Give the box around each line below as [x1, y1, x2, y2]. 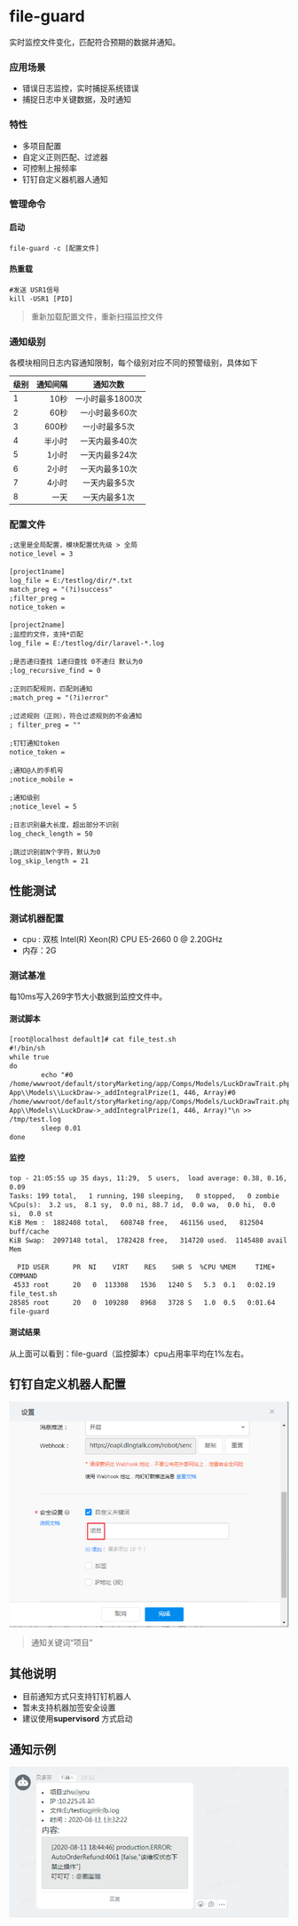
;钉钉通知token [9, 739, 60, 748]
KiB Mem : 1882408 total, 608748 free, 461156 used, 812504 [9, 1218, 264, 1227]
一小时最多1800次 [74, 393, 143, 404]
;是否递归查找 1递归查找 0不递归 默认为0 [9, 658, 144, 667]
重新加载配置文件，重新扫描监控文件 [30, 311, 164, 322]
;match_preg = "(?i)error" [9, 693, 109, 703]
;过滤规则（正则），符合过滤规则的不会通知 [9, 712, 143, 721]
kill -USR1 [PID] [9, 294, 74, 303]
